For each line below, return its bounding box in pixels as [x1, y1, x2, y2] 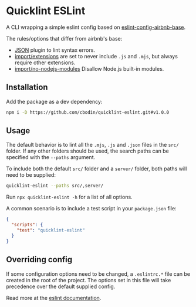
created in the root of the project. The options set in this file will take [6, 276, 171, 283]
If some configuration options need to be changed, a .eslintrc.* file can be [6, 270, 191, 278]
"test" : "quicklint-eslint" [16, 227, 85, 233]
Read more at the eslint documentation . [6, 294, 102, 301]
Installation [6, 82, 48, 93]
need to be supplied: [6, 171, 56, 179]
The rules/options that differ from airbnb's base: [6, 35, 123, 42]
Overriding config [6, 255, 72, 265]
